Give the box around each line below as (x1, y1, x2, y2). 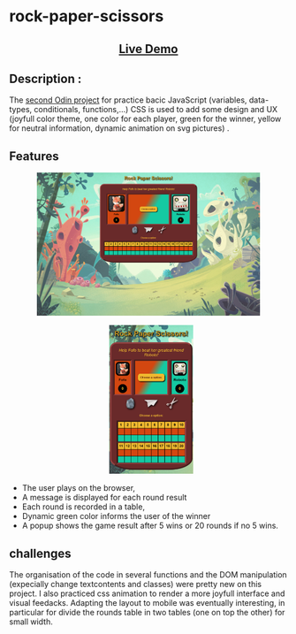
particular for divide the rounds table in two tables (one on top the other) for (9, 607, 285, 617)
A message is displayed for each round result (21, 493, 187, 503)
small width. (9, 616, 53, 627)
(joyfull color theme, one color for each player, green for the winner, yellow (9, 113, 282, 125)
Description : (9, 71, 82, 86)
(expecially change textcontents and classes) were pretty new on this (9, 578, 262, 589)
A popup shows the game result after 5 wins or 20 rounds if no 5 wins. (21, 520, 278, 531)
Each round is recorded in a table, (21, 501, 146, 512)
